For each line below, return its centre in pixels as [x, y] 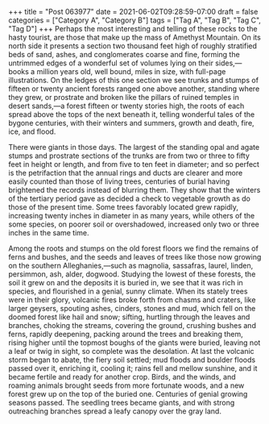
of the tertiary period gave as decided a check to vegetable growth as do [130, 198]
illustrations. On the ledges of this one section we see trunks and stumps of [134, 80]
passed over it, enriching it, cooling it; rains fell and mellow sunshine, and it [133, 368]
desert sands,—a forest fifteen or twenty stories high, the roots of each [126, 106]
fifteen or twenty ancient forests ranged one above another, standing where [134, 89]
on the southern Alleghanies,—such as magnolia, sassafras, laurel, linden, [131, 266]
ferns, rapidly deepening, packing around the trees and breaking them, [126, 334]
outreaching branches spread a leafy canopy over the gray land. [115, 411]
